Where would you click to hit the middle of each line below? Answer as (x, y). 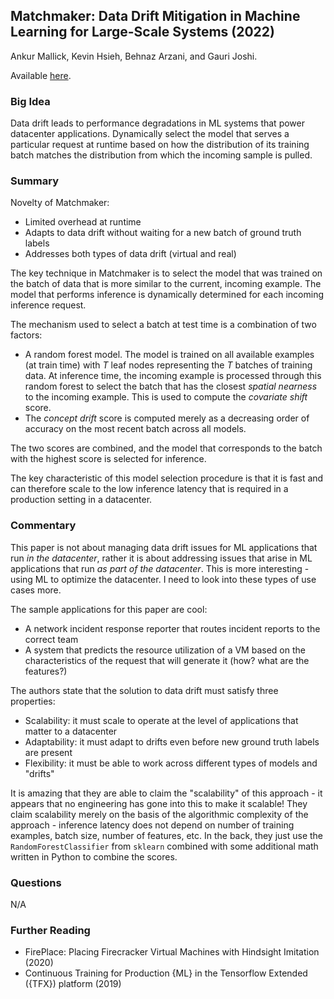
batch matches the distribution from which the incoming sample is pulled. (161, 155)
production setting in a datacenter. (81, 500)
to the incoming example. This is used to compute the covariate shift (166, 397)
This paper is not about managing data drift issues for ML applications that (164, 547)
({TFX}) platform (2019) (73, 984)
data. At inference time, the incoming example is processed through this (173, 376)
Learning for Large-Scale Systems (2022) (142, 32)
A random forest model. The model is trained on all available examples (169, 355)
